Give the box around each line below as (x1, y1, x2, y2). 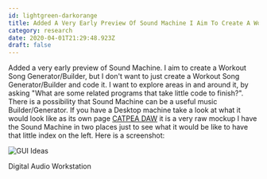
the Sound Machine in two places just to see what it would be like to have (8, 123, 249, 132)
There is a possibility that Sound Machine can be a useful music (8, 97, 218, 107)
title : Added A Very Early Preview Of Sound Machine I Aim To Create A (8, 19, 250, 27)
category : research (8, 26, 73, 34)
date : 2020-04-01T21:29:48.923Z (8, 33, 115, 42)
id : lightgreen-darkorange (8, 11, 98, 20)
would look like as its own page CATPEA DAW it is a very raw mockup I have (8, 114, 257, 123)
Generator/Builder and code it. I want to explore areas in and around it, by (8, 80, 249, 90)
